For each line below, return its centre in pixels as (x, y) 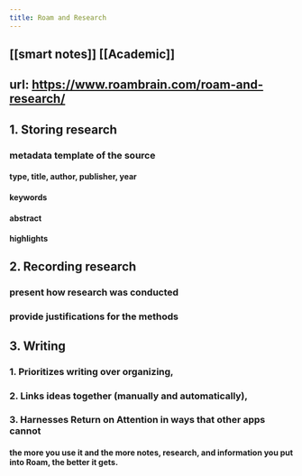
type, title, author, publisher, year (73, 177)
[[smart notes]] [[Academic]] (92, 55)
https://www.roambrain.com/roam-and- (147, 85)
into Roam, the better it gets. (64, 462)
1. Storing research (63, 129)
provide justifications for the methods (94, 316)
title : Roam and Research (58, 18)
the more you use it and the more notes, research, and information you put (151, 453)
